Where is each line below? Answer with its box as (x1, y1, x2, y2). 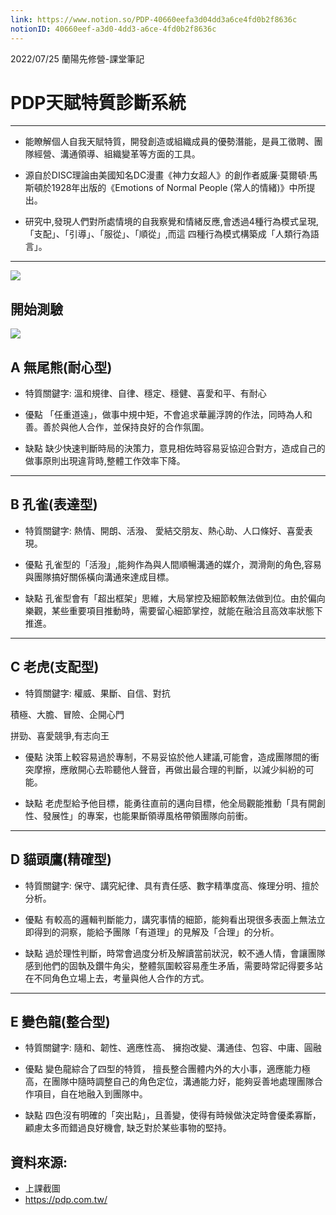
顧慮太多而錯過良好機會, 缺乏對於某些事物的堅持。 (24, 1122, 232, 1134)
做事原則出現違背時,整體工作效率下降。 (24, 455, 186, 467)
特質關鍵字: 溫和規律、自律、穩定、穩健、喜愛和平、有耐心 (24, 387, 267, 400)
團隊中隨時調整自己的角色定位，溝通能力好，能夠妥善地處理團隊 (51, 1076, 315, 1088)
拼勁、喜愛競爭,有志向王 (10, 729, 110, 741)
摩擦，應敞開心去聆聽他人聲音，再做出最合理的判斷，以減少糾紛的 (33, 763, 306, 775)
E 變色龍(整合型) (10, 1013, 111, 1030)
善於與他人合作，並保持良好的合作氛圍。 (42, 421, 210, 433)
